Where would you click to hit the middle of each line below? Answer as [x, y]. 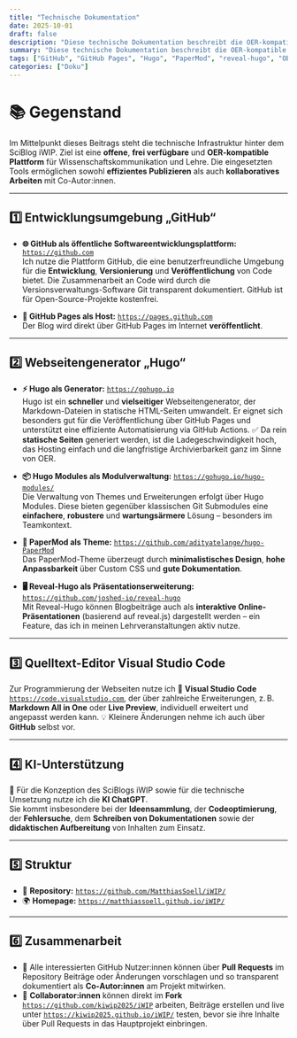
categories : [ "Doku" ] [49, 67]
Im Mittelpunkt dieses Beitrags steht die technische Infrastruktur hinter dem [147, 143]
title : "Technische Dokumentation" [75, 17]
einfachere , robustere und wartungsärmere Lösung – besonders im [147, 515]
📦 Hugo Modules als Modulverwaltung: [97, 476]
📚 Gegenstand [65, 112]
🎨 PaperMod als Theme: [67, 542]
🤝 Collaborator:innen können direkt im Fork [102, 995]
